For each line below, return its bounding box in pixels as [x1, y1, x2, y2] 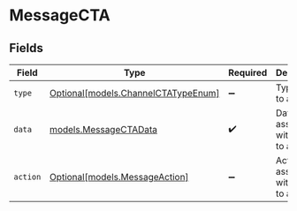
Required [228, 67, 268, 79]
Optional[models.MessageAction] [49, 171, 189, 183]
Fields [9, 41, 44, 56]
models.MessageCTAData [49, 124, 157, 135]
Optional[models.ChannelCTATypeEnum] [49, 87, 220, 99]
